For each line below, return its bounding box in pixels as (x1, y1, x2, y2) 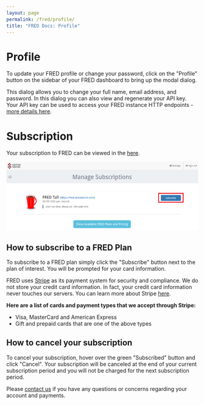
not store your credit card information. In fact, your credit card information (6, 283, 192, 290)
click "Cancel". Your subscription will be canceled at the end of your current (6, 360, 197, 368)
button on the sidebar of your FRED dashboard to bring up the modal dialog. (6, 76, 197, 84)
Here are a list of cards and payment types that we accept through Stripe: (6, 301, 196, 308)
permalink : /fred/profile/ (6, 16, 75, 23)
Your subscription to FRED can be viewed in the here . (6, 150, 140, 157)
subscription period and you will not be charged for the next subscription (6, 367, 190, 374)
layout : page (6, 10, 40, 16)
